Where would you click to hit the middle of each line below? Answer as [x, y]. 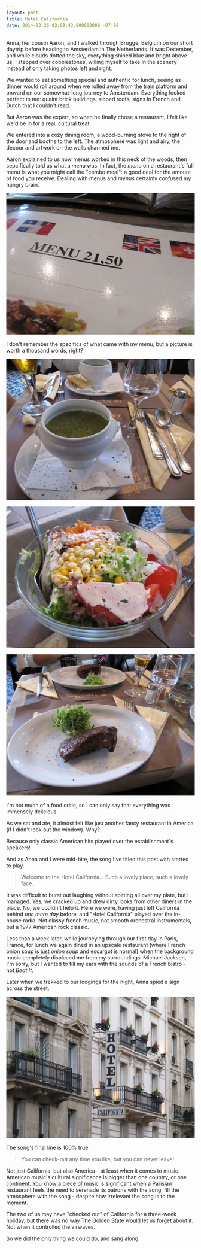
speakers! [19, 848]
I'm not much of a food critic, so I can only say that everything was [88, 806]
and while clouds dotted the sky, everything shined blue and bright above [97, 56]
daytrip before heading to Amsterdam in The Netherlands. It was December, [100, 49]
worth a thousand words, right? [45, 351]
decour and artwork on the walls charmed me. [63, 148]
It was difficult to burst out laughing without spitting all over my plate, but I [98, 895]
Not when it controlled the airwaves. [51, 1227]
